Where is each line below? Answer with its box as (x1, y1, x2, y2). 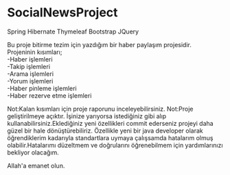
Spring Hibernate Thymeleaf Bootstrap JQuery (7, 27, 139, 36)
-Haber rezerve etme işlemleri (7, 91, 92, 100)
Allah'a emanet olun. (7, 161, 65, 170)
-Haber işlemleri (7, 55, 53, 63)
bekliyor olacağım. (7, 148, 60, 157)
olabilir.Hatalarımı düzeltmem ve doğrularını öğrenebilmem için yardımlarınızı (7, 141, 223, 149)
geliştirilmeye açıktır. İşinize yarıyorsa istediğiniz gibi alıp (7, 111, 167, 120)
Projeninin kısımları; (7, 48, 62, 56)
